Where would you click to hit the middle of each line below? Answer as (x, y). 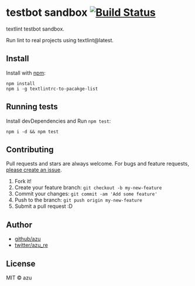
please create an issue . (34, 170)
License (21, 263)
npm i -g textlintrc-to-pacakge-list (52, 89)
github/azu (28, 239)
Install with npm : (26, 73)
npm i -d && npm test (32, 132)
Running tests (32, 107)
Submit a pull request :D (44, 206)
